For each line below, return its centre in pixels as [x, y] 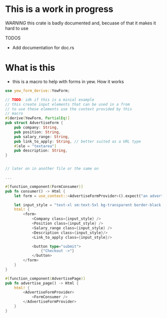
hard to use [17, 28]
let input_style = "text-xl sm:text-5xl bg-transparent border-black [88, 205]
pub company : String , [36, 128]
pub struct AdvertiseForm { [34, 123]
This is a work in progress [59, 9]
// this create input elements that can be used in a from [68, 104]
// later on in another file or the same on [52, 169]
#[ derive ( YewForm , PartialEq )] [38, 118]
